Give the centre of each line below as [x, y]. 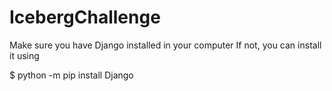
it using [24, 55]
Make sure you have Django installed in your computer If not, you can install [165, 45]
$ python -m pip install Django [71, 75]
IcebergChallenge [85, 17]
